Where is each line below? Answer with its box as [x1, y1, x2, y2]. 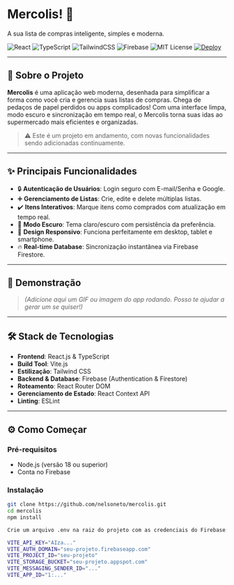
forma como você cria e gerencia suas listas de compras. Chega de [7, 96, 201, 104]
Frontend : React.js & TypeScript [17, 352, 110, 361]
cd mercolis [7, 508, 42, 515]
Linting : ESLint [17, 397, 61, 405]
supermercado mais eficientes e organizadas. [7, 118, 139, 126]
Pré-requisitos [7, 444, 57, 454]
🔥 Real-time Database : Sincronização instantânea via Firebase [17, 242, 198, 250]
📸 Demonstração [7, 277, 81, 289]
